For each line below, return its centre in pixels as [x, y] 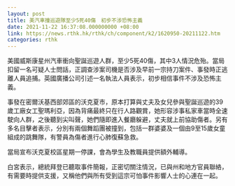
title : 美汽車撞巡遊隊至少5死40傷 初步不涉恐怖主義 [75, 20]
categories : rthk [33, 40]
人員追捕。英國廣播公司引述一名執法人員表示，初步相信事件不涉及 [108, 79]
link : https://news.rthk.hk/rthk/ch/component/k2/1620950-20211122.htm [114, 33]
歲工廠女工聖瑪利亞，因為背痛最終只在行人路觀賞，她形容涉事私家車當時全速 [117, 111]
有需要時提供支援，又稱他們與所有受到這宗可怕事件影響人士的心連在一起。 [114, 175]
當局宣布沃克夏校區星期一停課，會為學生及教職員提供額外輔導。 [99, 152]
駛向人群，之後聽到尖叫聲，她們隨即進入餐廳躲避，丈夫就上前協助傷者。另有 [117, 119]
